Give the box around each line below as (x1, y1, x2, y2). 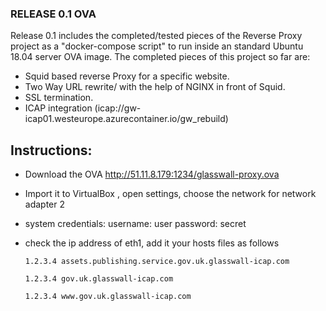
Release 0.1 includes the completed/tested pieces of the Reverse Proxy (10, 30, 303, 42)
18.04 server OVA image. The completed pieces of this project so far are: (10, 51, 311, 63)
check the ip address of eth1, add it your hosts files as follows (24, 237, 280, 249)
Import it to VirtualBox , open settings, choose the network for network (24, 188, 317, 200)
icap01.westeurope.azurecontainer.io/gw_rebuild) (24, 113, 229, 125)
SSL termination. (24, 92, 94, 104)
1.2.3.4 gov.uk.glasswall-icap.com (24, 274, 174, 284)
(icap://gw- (94, 102, 142, 114)
